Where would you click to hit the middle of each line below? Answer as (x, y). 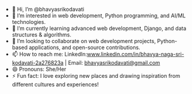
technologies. (29, 22)
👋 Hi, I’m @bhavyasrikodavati (48, 9)
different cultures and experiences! (55, 84)
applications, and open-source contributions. (85, 47)
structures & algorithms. (42, 35)
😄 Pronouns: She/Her (39, 69)
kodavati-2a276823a (38, 63)
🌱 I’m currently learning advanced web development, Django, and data (99, 28)
